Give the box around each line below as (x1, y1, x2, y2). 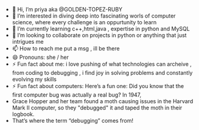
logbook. (12, 111, 35, 118)
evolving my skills (12, 76, 57, 83)
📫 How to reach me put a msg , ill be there (12, 45, 120, 52)
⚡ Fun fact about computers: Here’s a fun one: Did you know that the (12, 83, 184, 89)
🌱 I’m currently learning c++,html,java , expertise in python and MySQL (12, 25, 190, 32)
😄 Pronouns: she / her (12, 53, 69, 61)
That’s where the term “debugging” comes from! (12, 117, 134, 124)
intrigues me (12, 38, 44, 45)
